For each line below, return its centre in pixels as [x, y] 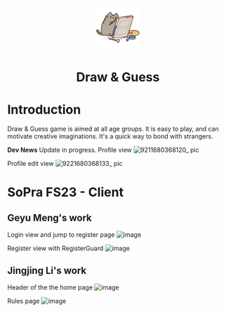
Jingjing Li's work [47, 270]
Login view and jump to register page [61, 235]
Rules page [24, 301]
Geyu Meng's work [50, 217]
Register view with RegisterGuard [55, 248]
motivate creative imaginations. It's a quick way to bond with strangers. [110, 136]
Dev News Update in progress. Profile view [69, 150]
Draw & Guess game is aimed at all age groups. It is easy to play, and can [113, 129]
